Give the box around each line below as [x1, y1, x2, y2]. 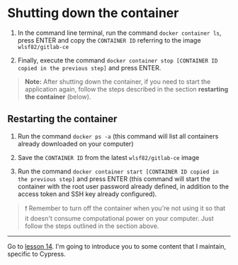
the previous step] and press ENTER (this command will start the [17, 174, 210, 183]
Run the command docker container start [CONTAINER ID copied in [17, 167, 220, 175]
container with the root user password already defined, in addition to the [17, 182, 229, 190]
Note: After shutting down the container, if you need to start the [24, 77, 211, 86]
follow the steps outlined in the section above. [24, 222, 159, 230]
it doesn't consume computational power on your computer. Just [24, 214, 214, 222]
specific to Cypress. [7, 249, 66, 258]
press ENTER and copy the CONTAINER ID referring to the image [17, 36, 201, 44]
